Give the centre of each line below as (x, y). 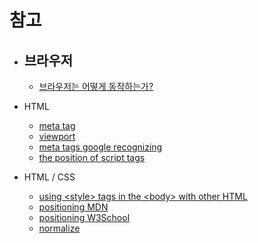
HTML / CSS (49, 177)
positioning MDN (73, 207)
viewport (57, 136)
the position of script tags (92, 157)
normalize (59, 228)
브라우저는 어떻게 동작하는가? (96, 86)
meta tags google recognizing (100, 147)
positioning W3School (84, 217)
